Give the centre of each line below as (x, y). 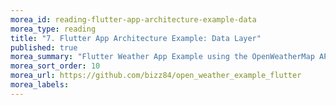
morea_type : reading (53, 29)
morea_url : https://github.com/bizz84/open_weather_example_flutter (156, 76)
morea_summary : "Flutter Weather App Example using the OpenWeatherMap (162, 57)
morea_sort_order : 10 (55, 66)
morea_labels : (40, 85)
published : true (44, 47)
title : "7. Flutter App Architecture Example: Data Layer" (136, 38)
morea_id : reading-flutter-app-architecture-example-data (133, 19)
